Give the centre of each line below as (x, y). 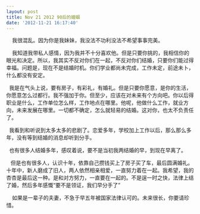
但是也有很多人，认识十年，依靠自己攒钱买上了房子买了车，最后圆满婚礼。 (102, 163)
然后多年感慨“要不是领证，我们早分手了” (71, 185)
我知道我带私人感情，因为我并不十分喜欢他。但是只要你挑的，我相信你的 (100, 53)
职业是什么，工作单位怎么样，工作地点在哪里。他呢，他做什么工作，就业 (95, 103)
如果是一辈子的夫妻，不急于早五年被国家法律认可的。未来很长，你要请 (98, 198)
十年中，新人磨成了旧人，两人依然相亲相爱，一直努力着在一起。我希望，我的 (100, 171)
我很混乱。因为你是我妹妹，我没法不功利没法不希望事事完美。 (87, 40)
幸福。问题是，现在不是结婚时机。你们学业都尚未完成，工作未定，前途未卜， (100, 68)
